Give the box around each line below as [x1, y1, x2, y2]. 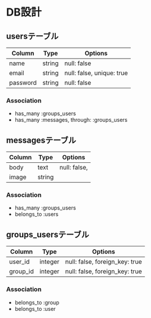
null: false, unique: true [64, 69, 128, 77]
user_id [9, 258, 30, 266]
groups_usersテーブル [6, 229, 89, 239]
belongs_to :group [14, 299, 59, 306]
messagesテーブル [6, 135, 76, 145]
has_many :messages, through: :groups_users [14, 116, 128, 124]
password [9, 79, 37, 87]
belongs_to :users [14, 211, 59, 218]
